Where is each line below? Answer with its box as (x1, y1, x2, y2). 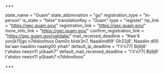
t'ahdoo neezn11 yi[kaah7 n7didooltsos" (5, 54, 85, 59)
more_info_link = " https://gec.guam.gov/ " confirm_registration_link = (5, 28, 144, 33)
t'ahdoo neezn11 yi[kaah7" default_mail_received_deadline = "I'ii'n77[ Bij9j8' (5, 49, 159, 54)
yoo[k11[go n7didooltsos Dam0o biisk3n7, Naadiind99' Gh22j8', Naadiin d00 (5, 38, 159, 44)
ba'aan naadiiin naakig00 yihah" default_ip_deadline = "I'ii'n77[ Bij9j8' (5, 44, 147, 49)
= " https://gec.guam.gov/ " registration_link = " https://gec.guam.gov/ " (5, 23, 146, 28)
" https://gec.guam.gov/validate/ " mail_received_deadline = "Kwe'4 (5, 33, 140, 39)
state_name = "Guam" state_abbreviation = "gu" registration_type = (5, 12, 142, 18)
